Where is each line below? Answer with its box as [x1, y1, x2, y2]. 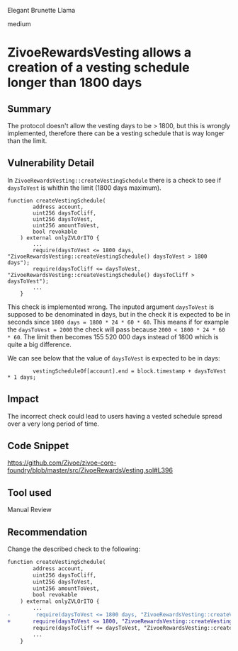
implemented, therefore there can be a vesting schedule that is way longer [7, 129, 225, 137]
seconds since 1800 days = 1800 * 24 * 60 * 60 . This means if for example [7, 317, 229, 326]
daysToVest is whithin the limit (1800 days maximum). [7, 183, 161, 192]
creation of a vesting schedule [7, 60, 190, 76]
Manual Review [7, 506, 52, 514]
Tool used [7, 487, 52, 499]
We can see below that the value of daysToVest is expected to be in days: [7, 353, 220, 362]
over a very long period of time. [7, 419, 99, 428]
